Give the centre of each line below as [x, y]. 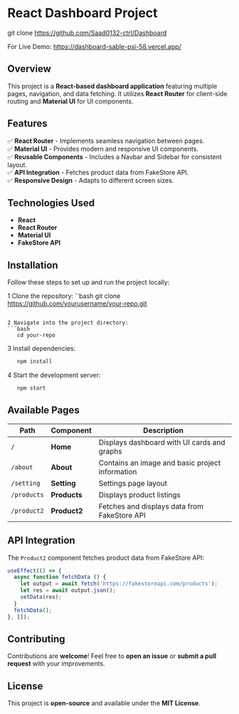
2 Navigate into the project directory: [68, 323]
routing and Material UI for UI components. [70, 101]
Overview [30, 69]
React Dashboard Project [83, 13]
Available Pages [43, 410]
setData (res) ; [41, 597]
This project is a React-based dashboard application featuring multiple [112, 86]
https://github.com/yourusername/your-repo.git [77, 304]
